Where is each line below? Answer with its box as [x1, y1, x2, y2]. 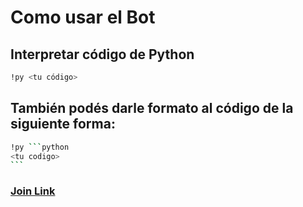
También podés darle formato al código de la [10, 100, 294, 117]
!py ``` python [10, 142, 70, 152]
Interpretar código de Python [10, 46, 195, 63]
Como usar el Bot [10, 6, 156, 29]
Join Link [10, 184, 56, 198]
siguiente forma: [10, 116, 116, 133]
